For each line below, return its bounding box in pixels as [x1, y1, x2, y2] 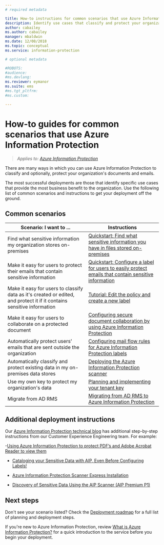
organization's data [7, 385, 52, 391]
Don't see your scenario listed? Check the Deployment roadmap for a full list [5, 509, 159, 515]
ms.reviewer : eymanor [5, 79, 49, 84]
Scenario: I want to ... [20, 224, 71, 231]
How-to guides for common [5, 118, 119, 130]
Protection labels [88, 350, 127, 357]
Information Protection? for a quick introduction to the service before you [5, 529, 152, 535]
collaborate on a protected [7, 321, 68, 328]
